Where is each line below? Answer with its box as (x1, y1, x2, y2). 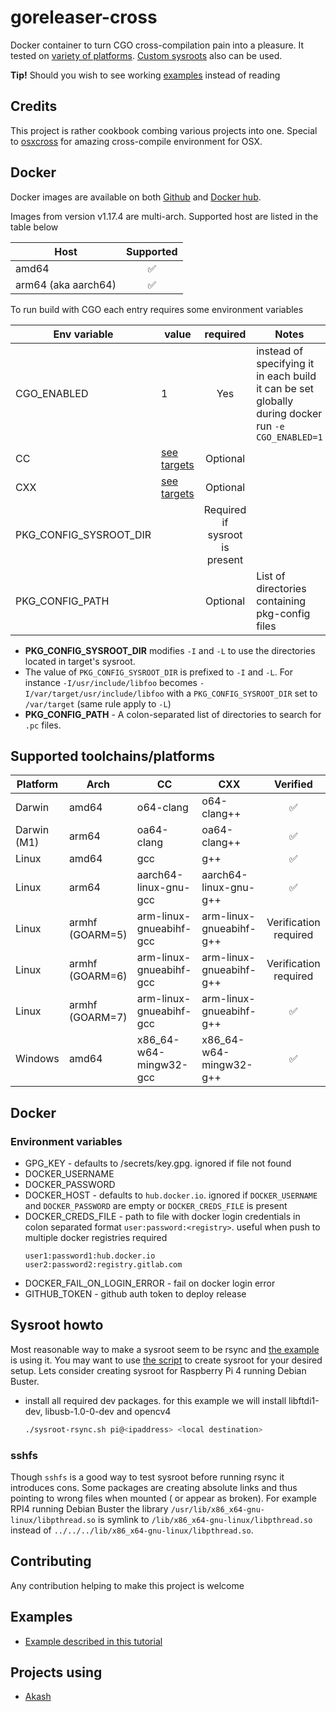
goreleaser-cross (10, 6, 158, 29)
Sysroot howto (10, 1317, 104, 1334)
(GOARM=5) (68, 928, 128, 942)
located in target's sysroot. (24, 655, 136, 667)
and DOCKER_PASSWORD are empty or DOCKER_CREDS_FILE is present (24, 1200, 288, 1212)
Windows (15, 1052, 60, 1066)
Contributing (10, 1553, 92, 1570)
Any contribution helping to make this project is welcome (10, 1579, 245, 1591)
